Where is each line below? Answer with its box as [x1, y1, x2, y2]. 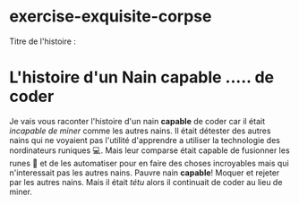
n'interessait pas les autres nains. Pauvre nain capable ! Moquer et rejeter [9, 167, 280, 178]
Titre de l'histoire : [9, 36, 76, 47]
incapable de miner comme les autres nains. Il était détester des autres [9, 125, 271, 136]
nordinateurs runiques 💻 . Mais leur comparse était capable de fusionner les [9, 145, 290, 156]
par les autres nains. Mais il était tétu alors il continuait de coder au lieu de [9, 176, 283, 187]
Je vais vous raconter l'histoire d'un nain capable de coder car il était [9, 115, 266, 126]
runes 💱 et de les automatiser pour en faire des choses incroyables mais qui [9, 157, 289, 168]
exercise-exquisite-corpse [9, 6, 212, 27]
